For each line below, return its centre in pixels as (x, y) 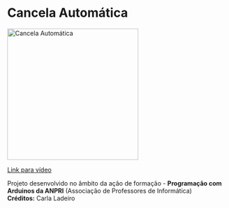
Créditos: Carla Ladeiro (41, 198)
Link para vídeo (30, 169)
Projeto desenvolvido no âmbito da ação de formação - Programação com (114, 183)
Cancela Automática (68, 13)
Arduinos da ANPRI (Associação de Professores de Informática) (99, 190)
